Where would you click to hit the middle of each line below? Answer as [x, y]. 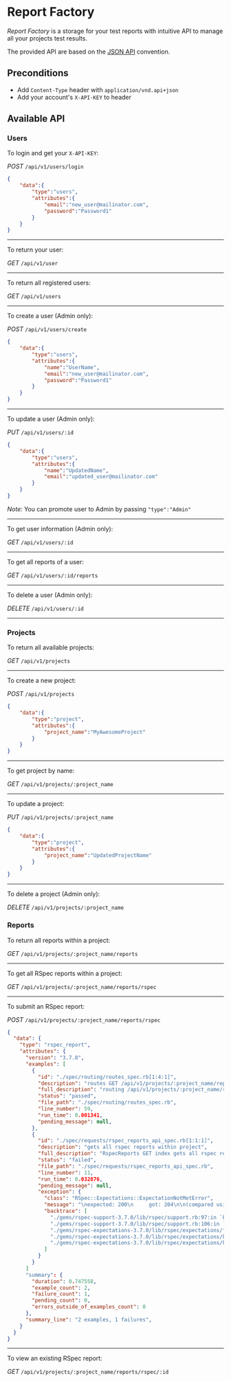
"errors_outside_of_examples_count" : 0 [89, 1307]
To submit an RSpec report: [46, 1006]
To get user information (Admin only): [60, 528]
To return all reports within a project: [59, 940]
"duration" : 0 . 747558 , [64, 1281]
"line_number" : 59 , [66, 1109]
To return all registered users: [49, 283]
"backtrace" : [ [66, 1211]
